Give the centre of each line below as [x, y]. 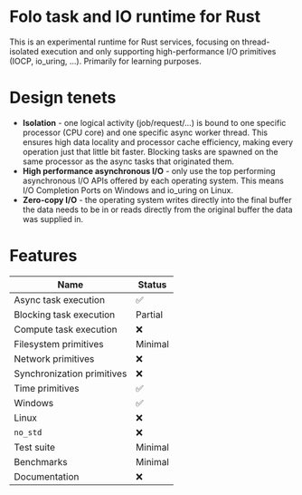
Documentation [47, 476]
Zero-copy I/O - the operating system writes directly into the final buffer [157, 199]
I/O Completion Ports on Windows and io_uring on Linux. [127, 190]
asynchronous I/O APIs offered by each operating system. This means [153, 180]
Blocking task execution [65, 315]
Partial [149, 315]
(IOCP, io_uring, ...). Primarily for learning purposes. [105, 61]
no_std [28, 432]
